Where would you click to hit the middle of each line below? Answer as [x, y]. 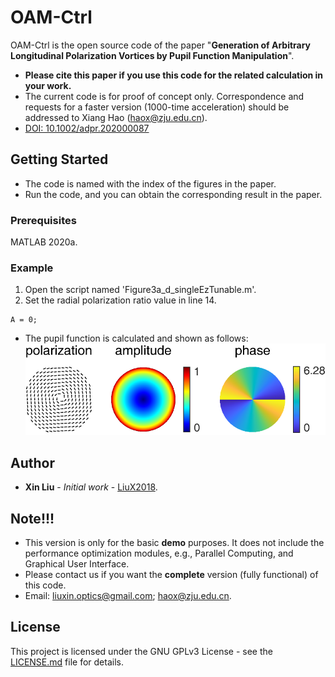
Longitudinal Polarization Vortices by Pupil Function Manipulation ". [152, 55]
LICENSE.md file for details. [67, 662]
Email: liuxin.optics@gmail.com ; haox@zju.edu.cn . [128, 595]
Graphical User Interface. [77, 563]
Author [32, 462]
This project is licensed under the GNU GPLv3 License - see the [141, 651]
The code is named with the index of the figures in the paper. [150, 183]
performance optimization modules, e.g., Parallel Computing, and [159, 553]
